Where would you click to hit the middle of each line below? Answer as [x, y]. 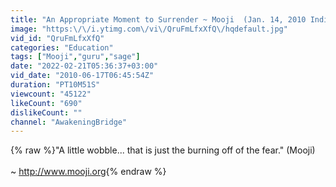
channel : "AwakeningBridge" [69, 122]
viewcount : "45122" [51, 94]
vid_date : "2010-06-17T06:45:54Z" [82, 76]
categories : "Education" [62, 47]
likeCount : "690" [46, 103]
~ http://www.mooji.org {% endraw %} [88, 172]
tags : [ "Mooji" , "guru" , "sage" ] [75, 57]
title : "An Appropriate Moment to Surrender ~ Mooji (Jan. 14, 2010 [158, 19]
